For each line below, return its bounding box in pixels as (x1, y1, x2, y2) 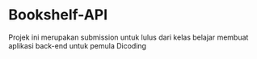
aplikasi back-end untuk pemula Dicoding (8, 40, 147, 50)
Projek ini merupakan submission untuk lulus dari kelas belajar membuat (8, 32, 249, 42)
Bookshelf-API (8, 6, 108, 24)
